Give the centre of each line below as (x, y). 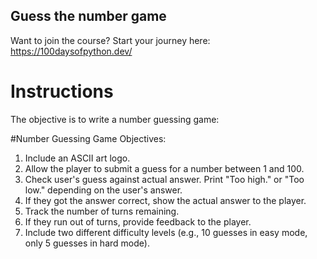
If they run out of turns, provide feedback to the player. (138, 221)
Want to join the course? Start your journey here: (110, 40)
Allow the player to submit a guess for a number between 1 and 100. (164, 168)
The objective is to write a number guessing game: (115, 119)
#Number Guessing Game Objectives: (88, 138)
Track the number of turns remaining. (102, 211)
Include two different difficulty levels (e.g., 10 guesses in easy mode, (166, 232)
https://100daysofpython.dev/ (71, 51)
